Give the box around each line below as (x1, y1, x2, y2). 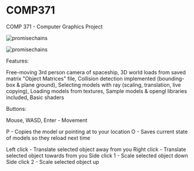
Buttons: (6, 105, 26, 112)
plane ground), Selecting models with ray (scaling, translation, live (21, 81, 181, 88)
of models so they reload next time (6, 134, 91, 142)
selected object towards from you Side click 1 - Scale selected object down (6, 152, 188, 159)
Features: (6, 57, 29, 64)
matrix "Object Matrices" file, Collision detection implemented (6, 75, 156, 82)
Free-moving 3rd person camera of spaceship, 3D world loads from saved (6, 68, 186, 75)
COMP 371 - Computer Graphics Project (6, 23, 103, 30)
